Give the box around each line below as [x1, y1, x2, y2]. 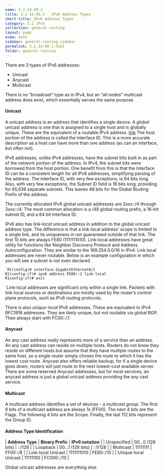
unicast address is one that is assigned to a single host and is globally [5, 124, 146, 130]
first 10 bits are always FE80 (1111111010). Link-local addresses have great [5, 237, 153, 242]
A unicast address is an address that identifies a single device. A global [5, 119, 150, 125]
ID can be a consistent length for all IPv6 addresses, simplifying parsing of [5, 170, 156, 176]
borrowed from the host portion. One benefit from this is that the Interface [5, 165, 155, 171]
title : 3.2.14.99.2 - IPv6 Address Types [5, 12, 91, 17]
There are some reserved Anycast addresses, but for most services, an [5, 368, 149, 374]
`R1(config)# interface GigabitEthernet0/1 [5, 267, 96, 272]
